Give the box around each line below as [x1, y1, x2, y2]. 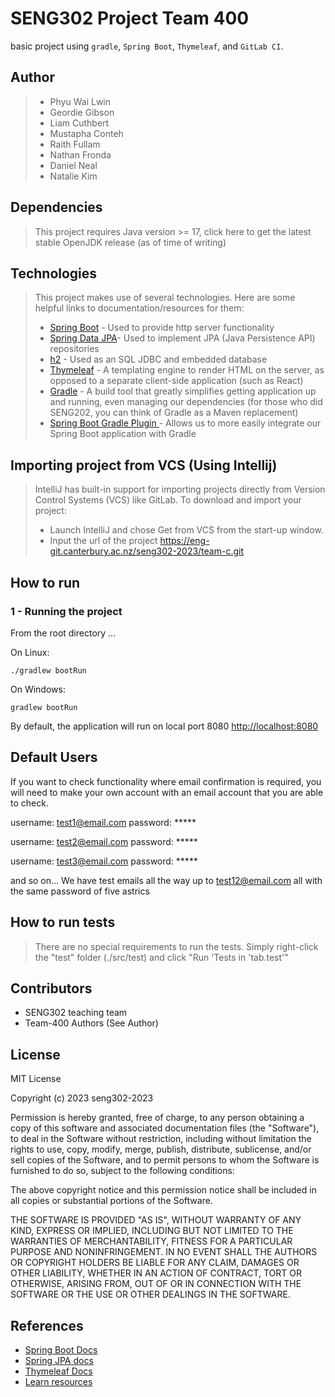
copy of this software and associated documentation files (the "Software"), [10, 1122, 320, 1134]
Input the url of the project [49, 535, 158, 547]
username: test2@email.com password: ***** [10, 835, 198, 847]
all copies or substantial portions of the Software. [10, 1195, 213, 1207]
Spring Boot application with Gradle [49, 428, 197, 440]
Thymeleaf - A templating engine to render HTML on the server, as [49, 364, 325, 376]
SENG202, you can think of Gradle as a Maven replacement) [49, 407, 299, 419]
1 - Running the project [10, 604, 123, 618]
